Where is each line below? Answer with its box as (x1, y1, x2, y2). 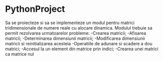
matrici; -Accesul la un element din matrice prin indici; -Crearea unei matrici (5, 46, 159, 52)
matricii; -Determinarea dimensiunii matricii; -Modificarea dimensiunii (5, 35, 145, 41)
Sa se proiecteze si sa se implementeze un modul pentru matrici (5, 20, 135, 26)
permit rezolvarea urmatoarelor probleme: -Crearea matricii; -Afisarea (5, 30, 146, 36)
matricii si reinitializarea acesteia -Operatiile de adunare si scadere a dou (5, 40, 153, 46)
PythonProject (5, 3, 65, 15)
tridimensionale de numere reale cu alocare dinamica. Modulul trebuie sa (5, 25, 153, 30)
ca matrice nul (5, 51, 34, 57)
